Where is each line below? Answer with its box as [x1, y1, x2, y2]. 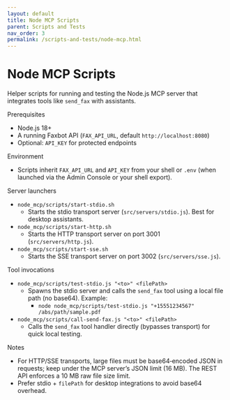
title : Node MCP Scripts [7, 17, 79, 24]
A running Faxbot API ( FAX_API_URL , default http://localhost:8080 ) [17, 131, 210, 140]
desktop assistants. [27, 215, 84, 223]
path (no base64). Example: [27, 294, 108, 302]
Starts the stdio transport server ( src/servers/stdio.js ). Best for [27, 207, 215, 216]
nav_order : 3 [7, 29, 45, 37]
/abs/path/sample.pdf [38, 309, 101, 316]
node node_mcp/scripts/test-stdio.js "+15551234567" [38, 303, 195, 310]
